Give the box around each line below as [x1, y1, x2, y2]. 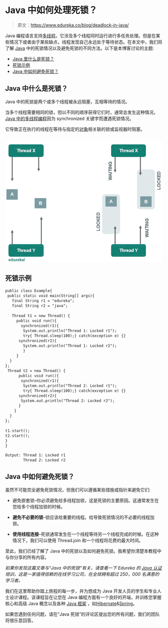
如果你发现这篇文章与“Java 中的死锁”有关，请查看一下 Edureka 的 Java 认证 [5, 564, 162, 570]
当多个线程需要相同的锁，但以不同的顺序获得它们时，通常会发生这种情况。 [5, 109, 158, 115]
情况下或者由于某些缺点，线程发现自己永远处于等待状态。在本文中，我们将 [9, 38, 163, 45]
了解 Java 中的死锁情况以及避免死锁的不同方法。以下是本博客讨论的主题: [5, 45, 155, 51]
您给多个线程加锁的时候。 [12, 503, 65, 509]
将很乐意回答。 [5, 617, 36, 623]
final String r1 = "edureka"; [11, 298, 75, 303]
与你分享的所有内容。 [5, 554, 49, 560]
